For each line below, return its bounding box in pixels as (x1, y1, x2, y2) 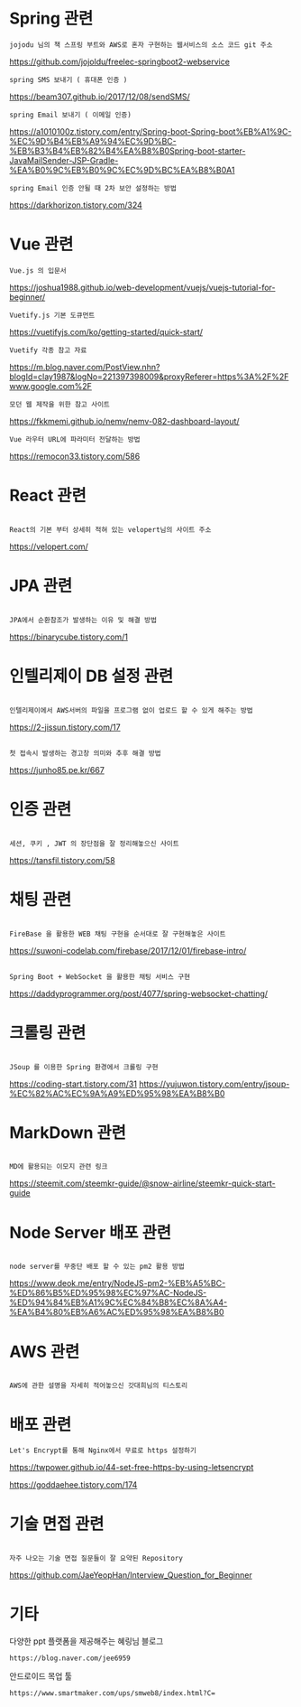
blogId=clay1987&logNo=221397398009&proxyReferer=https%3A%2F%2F (9, 371, 289, 382)
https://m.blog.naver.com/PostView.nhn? (9, 361, 160, 372)
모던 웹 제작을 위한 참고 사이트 (9, 399, 111, 409)
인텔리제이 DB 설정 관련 (9, 666, 174, 686)
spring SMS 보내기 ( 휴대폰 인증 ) (9, 75, 128, 84)
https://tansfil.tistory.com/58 (9, 854, 115, 865)
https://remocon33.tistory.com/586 (9, 451, 141, 462)
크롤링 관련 (9, 1022, 87, 1043)
